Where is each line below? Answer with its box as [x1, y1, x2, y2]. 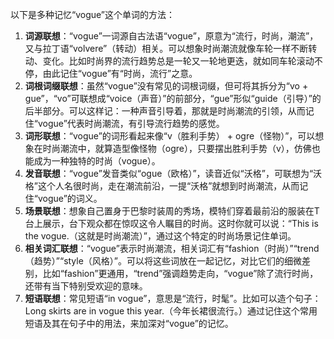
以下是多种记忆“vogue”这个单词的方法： [10, 9, 176, 20]
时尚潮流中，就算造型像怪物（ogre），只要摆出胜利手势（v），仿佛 [42, 143, 312, 154]
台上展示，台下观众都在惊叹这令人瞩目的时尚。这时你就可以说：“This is [24, 218, 319, 229]
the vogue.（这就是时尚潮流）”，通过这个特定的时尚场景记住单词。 [24, 230, 297, 242]
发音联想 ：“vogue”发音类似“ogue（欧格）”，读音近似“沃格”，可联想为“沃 [24, 168, 323, 179]
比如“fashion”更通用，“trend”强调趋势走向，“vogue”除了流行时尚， [42, 268, 319, 279]
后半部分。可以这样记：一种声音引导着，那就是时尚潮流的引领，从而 [24, 105, 306, 117]
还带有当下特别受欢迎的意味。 [24, 280, 148, 292]
